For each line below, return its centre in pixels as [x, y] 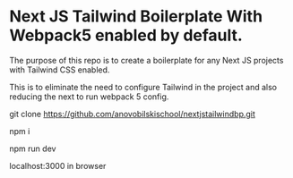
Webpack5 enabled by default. [126, 35]
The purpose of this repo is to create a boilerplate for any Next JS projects [146, 60]
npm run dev [33, 148]
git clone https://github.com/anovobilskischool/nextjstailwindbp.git [132, 114]
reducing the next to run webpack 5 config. [89, 97]
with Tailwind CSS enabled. [60, 70]
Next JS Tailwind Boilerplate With [136, 17]
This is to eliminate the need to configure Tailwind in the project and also [143, 87]
